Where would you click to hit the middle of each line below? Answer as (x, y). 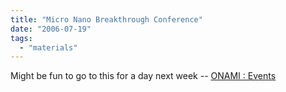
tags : (21, 38)
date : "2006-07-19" (51, 29)
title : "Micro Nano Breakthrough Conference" (106, 19)
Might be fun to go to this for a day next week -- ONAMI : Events (143, 76)
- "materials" (48, 47)
